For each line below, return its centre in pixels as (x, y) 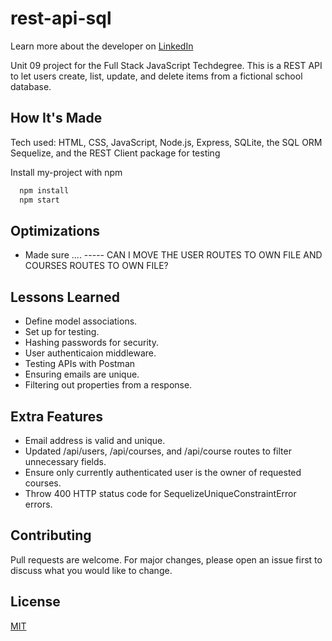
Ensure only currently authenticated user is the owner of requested (163, 472)
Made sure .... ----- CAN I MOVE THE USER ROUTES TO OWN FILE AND (173, 255)
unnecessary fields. (65, 461)
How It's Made (56, 118)
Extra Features (57, 416)
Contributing (51, 535)
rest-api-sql (61, 18)
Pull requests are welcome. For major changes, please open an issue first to (166, 559)
